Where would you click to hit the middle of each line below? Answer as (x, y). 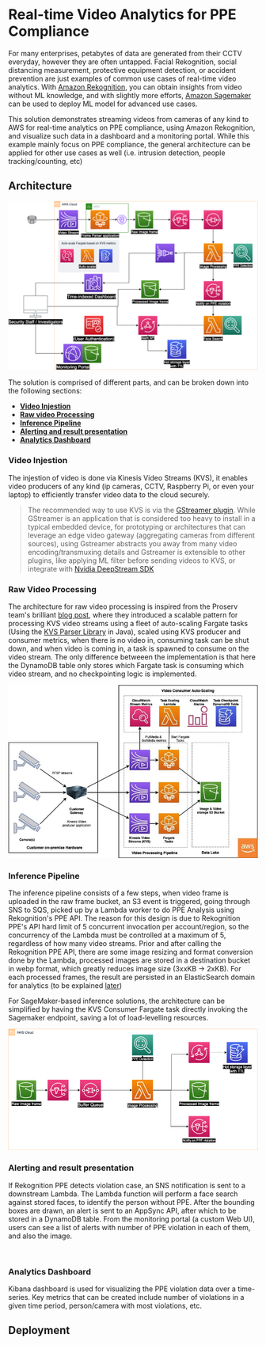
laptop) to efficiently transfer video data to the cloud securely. (109, 494)
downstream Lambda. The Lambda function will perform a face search (123, 1194)
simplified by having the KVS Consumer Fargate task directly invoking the (128, 1009)
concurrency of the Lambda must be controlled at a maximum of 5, (117, 935)
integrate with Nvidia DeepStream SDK (91, 568)
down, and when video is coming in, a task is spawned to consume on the (129, 648)
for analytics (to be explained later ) (65, 986)
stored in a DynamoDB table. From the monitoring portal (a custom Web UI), (132, 1219)
